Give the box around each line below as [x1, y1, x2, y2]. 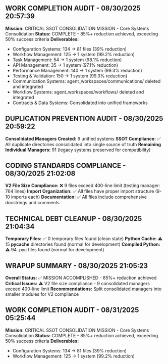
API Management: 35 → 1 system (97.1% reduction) [12, 62, 119, 68]
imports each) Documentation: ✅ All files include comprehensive [11, 194, 147, 200]
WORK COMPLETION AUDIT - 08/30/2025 [5, 4, 141, 13]
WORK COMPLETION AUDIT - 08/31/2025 [5, 306, 139, 314]
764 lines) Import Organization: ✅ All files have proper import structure [5, 188, 154, 194]
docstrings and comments [5, 200, 60, 206]
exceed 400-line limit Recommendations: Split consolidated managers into [5, 286, 162, 292]
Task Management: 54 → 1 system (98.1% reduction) [12, 57, 122, 63]
